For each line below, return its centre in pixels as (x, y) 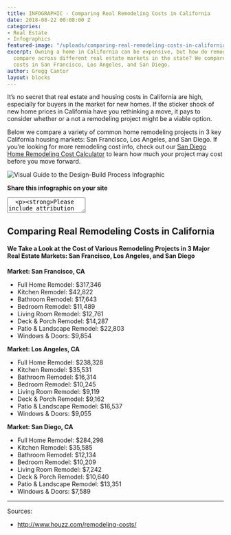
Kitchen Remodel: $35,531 (54, 369)
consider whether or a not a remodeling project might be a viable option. (110, 119)
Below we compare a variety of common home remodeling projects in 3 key (114, 132)
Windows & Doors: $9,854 (54, 336)
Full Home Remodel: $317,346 (59, 284)
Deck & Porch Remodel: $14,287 (63, 321)
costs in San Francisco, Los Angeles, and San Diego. (92, 65)
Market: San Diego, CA (40, 426)
